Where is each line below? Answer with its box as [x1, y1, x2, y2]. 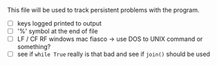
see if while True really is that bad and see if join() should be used [17, 50, 211, 58]
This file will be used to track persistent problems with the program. [7, 6, 200, 14]
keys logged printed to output [17, 19, 102, 27]
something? [17, 43, 51, 51]
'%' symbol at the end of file [17, 27, 98, 35]
